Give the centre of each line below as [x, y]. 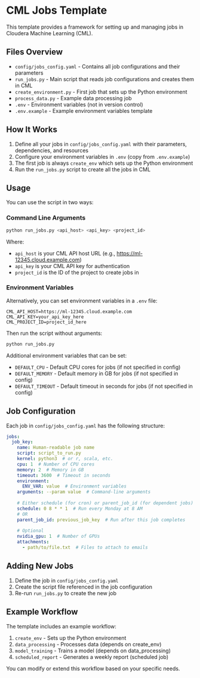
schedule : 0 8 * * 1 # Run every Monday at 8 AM [80, 509]
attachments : [33, 542]
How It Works [32, 130]
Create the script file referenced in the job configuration [84, 587]
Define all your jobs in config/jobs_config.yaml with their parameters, [101, 144]
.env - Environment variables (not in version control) [79, 104]
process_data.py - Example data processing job [73, 98]
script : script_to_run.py [49, 453]
